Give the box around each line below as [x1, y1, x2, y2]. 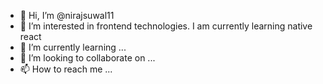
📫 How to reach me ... [19, 63, 113, 75]
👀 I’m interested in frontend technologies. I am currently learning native [19, 20, 313, 32]
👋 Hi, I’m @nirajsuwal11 [19, 10, 115, 21]
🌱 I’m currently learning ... [19, 41, 127, 53]
